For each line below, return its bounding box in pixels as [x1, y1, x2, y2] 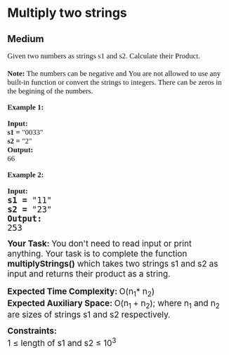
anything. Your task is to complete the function [7, 248, 188, 259]
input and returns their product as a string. [7, 269, 171, 279]
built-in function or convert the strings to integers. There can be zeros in [7, 78, 223, 87]
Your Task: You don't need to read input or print [7, 239, 192, 249]
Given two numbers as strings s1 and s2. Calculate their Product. [7, 51, 201, 60]
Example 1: [7, 103, 44, 112]
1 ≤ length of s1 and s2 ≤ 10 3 [7, 335, 117, 349]
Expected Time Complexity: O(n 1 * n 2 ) [7, 286, 155, 299]
